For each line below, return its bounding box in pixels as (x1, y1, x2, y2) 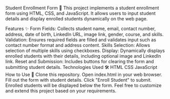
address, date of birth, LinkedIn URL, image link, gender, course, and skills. (5, 31, 164, 37)
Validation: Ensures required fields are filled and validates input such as (5, 37, 157, 43)
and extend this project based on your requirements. (5, 88, 117, 94)
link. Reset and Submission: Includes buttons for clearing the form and (5, 59, 154, 64)
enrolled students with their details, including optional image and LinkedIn (5, 53, 161, 59)
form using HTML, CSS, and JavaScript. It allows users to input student (5, 10, 156, 16)
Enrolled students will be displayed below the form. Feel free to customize (5, 82, 162, 88)
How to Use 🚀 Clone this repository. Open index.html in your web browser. (5, 71, 163, 78)
